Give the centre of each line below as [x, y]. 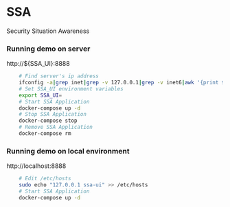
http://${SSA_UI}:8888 [38, 64]
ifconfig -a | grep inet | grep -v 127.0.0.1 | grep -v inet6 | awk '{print [119, 83]
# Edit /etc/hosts [45, 179]
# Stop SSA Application [53, 114]
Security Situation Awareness [48, 31]
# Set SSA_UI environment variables [71, 89]
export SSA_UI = [41, 95]
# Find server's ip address [59, 76]
